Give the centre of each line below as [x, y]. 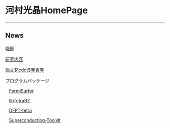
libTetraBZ [19, 100]
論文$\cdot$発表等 [25, 70]
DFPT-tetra [20, 110]
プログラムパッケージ [27, 80]
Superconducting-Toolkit [35, 120]
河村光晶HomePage [47, 10]
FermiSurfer [21, 91]
